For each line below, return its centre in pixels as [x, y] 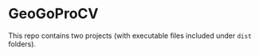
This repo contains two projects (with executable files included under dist [130, 35]
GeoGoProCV [53, 14]
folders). [22, 43]
